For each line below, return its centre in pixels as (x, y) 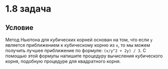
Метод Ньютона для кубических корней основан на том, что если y (79, 40)
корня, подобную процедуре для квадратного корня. (63, 61)
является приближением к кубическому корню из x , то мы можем (78, 45)
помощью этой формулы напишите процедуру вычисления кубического (84, 56)
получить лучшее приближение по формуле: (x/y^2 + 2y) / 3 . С (76, 50)
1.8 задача (29, 9)
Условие (19, 28)
